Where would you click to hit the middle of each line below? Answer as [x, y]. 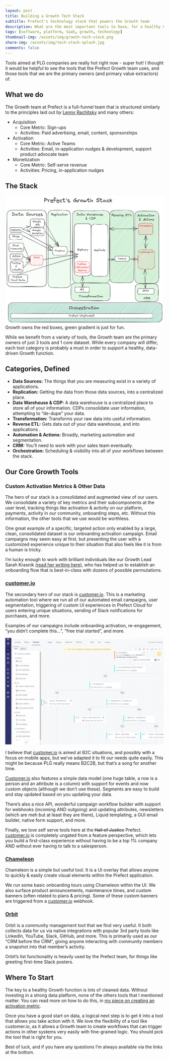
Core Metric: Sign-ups [43, 127]
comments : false [22, 48]
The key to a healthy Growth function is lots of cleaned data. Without [76, 989]
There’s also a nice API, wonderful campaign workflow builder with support [83, 804]
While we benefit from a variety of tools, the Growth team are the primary [81, 337]
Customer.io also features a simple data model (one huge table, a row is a [81, 778]
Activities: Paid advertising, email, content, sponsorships [78, 133]
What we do [24, 95]
